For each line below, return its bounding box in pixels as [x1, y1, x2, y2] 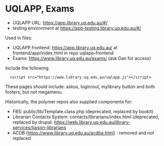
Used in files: [5, 35, 33, 41]
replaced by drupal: [12, 119, 53, 125]
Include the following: [5, 65, 50, 71]
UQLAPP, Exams [5, 3, 74, 15]
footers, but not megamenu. [5, 89, 63, 95]
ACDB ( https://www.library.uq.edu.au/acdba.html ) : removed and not [12, 129, 154, 136]
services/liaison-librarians [12, 124, 67, 130]
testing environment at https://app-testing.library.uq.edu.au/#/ [12, 25, 141, 31]
